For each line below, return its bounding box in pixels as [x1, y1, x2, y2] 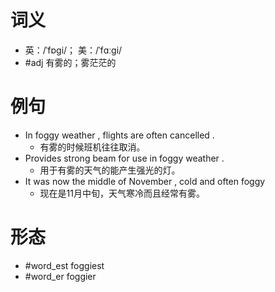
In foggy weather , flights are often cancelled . [24, 129, 215, 141]
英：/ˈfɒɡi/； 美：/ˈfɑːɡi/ [24, 44, 123, 56]
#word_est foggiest [24, 259, 105, 271]
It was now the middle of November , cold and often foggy [24, 175, 266, 187]
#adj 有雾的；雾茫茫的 [24, 56, 117, 68]
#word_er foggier [24, 270, 97, 282]
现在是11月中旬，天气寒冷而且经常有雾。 [39, 187, 205, 199]
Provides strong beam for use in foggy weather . [24, 152, 225, 164]
